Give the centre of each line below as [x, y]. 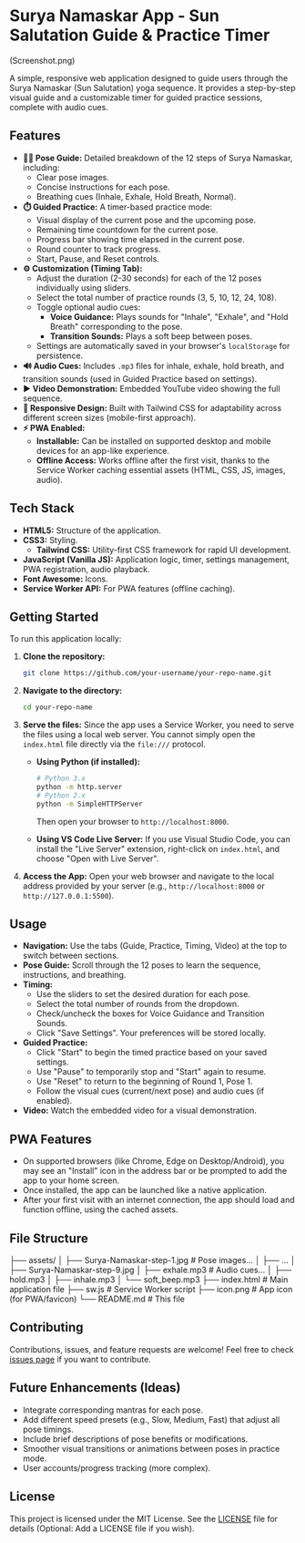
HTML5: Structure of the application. [91, 530]
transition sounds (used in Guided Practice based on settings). [140, 378]
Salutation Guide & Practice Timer [140, 35]
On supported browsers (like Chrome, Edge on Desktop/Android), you [153, 1161]
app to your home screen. [71, 1180]
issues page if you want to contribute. [81, 1359]
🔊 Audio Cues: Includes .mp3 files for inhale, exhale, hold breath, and [153, 365]
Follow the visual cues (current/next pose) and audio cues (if [150, 1091]
